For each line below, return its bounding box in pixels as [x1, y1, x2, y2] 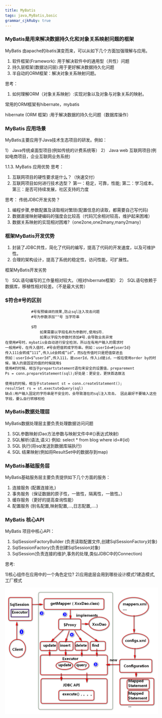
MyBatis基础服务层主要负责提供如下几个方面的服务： [5, 474, 111, 480]
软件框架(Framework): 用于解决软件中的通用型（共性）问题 [12, 58, 130, 64]
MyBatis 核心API [5, 516, 45, 523]
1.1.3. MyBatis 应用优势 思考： [5, 164, 64, 170]
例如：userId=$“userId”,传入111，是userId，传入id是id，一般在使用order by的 [5, 356, 153, 360]
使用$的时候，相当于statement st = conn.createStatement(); [5, 381, 123, 386]
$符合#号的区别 [5, 297, 42, 304]
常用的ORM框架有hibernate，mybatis [5, 101, 80, 107]
